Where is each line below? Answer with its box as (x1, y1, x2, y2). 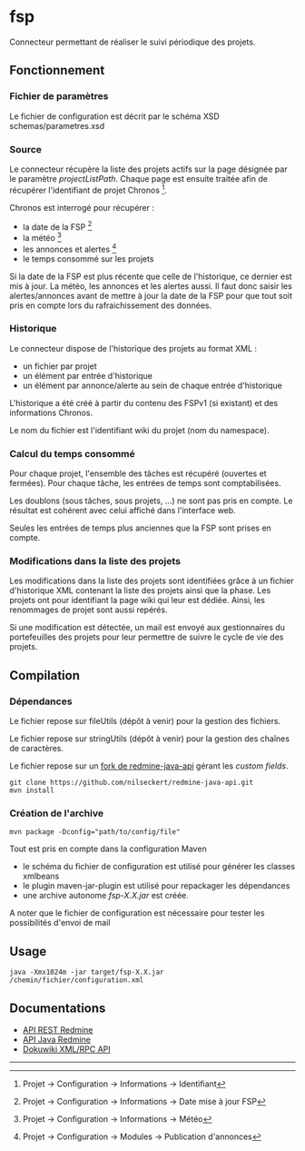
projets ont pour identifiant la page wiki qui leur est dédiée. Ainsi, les (9, 595, 266, 606)
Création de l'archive (9, 807, 104, 819)
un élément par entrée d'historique (22, 370, 152, 381)
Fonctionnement (9, 63, 105, 78)
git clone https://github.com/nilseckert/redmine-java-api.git (9, 779, 254, 788)
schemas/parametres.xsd (9, 120, 105, 131)
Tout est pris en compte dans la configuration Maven (9, 843, 207, 855)
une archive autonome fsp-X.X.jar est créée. (22, 890, 189, 901)
